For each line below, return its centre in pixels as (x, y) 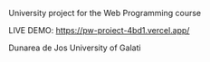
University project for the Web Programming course (105, 13)
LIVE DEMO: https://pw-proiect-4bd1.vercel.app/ (99, 30)
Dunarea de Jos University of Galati (75, 48)
